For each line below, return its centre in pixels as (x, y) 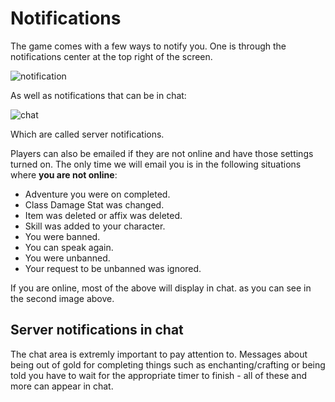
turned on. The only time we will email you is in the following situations (156, 164)
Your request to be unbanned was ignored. (113, 268)
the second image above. (62, 298)
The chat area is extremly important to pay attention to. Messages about (159, 354)
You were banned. (62, 236)
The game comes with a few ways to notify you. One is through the (148, 46)
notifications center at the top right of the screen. (111, 56)
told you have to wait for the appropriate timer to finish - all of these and (159, 375)
